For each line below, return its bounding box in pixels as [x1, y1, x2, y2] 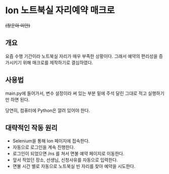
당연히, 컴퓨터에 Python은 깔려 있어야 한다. [5, 107, 90, 113]
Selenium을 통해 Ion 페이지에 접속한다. [12, 138, 90, 144]
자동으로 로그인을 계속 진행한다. [12, 144, 75, 150]
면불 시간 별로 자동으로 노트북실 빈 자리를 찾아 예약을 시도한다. [12, 163, 136, 169]
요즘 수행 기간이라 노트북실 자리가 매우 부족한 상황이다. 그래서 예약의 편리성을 [5, 53, 158, 59]
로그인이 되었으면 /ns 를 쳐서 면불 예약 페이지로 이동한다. [12, 151, 125, 157]
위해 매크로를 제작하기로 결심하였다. [22, 59, 94, 65]
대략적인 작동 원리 [5, 123, 58, 132]
